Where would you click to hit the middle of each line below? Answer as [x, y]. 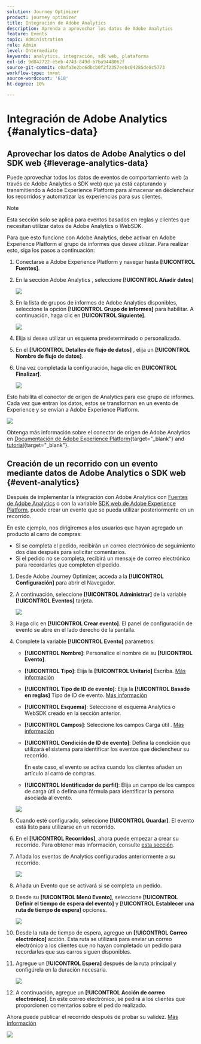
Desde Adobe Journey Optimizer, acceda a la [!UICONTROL [89, 576]
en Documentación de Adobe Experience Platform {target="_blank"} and [96, 439]
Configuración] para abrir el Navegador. [66, 582]
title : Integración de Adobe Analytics [57, 23]
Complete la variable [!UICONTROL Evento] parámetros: [85, 641]
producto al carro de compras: [45, 534]
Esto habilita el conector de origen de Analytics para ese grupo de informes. [101, 397]
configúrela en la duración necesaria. [61, 969]
